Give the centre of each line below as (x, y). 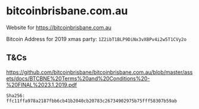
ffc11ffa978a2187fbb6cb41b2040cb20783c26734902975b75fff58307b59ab (92, 101)
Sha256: (16, 96)
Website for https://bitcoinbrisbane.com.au (59, 27)
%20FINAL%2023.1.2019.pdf (42, 85)
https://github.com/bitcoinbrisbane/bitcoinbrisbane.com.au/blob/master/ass (99, 72)
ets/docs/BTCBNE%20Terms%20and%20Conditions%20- (78, 78)
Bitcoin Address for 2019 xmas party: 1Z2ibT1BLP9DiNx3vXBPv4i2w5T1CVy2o (96, 39)
